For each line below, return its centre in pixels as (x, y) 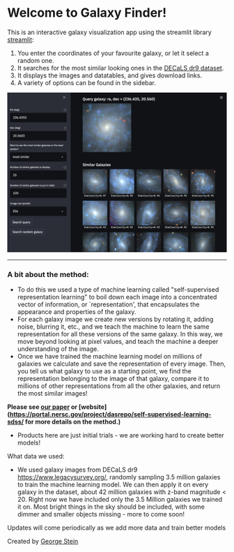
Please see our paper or (42, 407)
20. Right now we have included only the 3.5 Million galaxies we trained (120, 500)
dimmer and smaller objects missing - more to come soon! (101, 514)
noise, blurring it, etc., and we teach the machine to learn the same (113, 327)
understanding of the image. (58, 349)
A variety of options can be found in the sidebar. (87, 82)
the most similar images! (52, 394)
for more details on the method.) (73, 422)
